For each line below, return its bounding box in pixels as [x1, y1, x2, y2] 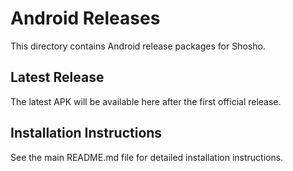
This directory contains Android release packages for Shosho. [10, 40, 266, 52]
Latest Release [10, 69, 105, 86]
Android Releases [10, 7, 161, 30]
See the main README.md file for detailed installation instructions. [10, 151, 284, 163]
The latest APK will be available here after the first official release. [10, 95, 282, 107]
